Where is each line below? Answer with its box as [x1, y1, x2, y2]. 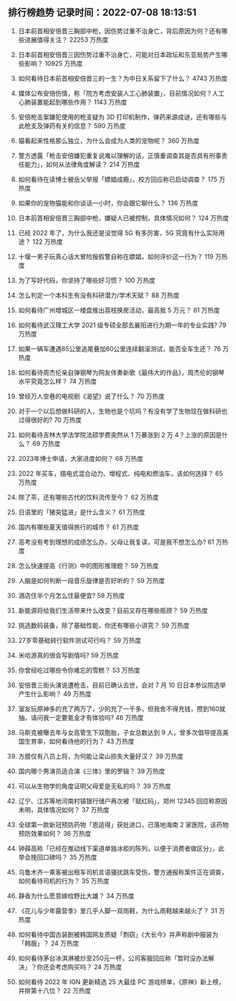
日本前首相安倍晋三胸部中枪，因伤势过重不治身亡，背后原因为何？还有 [18, 27, 222, 35]
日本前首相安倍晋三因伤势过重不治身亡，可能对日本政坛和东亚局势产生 [18, 50, 222, 58]
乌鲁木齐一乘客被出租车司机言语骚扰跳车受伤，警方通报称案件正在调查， [18, 868, 228, 876]
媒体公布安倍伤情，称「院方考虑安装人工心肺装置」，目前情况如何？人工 [18, 89, 225, 97]
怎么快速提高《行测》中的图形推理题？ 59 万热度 [18, 561, 159, 570]
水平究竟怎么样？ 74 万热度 [18, 377, 97, 385]
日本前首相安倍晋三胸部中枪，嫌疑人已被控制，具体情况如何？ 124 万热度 [18, 214, 229, 222]
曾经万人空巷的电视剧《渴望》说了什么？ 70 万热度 [18, 392, 165, 400]
